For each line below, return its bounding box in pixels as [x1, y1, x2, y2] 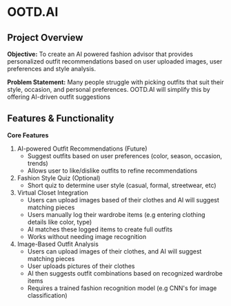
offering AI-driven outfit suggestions [7, 93, 111, 101]
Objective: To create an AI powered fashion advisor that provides [7, 50, 193, 58]
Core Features [7, 131, 49, 139]
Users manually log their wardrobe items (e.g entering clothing [27, 210, 205, 218]
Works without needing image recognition [27, 232, 147, 240]
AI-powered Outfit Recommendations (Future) [17, 144, 148, 153]
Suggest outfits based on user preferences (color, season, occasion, [27, 151, 223, 160]
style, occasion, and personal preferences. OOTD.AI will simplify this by [7, 86, 210, 93]
